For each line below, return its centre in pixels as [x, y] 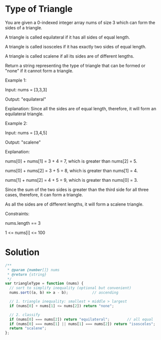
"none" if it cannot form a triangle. [39, 71]
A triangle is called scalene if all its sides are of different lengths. [70, 56]
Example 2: [16, 123]
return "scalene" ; [28, 328]
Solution [22, 252]
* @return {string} [27, 275]
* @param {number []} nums [33, 270]
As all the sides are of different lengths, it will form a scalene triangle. [74, 204]
